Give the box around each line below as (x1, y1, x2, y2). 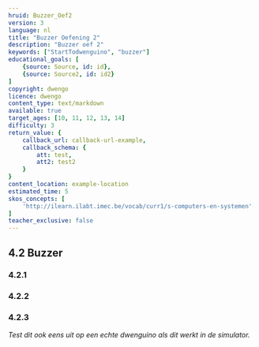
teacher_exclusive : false (8, 217, 93, 225)
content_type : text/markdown (8, 99, 104, 107)
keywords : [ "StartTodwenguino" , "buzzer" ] (8, 48, 150, 56)
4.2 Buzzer (8, 246, 63, 259)
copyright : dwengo (8, 84, 69, 93)
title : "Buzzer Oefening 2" (8, 33, 101, 42)
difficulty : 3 (8, 121, 55, 129)
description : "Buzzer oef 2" (8, 41, 104, 49)
